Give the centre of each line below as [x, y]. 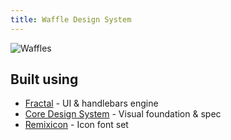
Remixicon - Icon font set [76, 125]
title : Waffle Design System [71, 19]
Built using [44, 79]
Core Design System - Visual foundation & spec [123, 114]
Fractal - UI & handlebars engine [91, 103]
